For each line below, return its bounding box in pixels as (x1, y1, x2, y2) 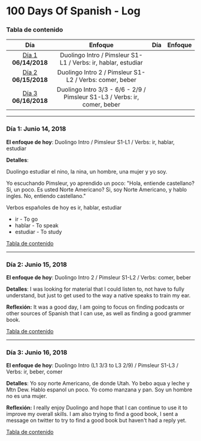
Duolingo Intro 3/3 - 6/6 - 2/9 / (56, 86, 147, 94)
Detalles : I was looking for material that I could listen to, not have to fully (6, 285, 185, 293)
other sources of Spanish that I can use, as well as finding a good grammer (6, 310, 191, 317)
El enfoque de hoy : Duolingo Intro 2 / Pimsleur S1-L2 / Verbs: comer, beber (6, 274, 191, 281)
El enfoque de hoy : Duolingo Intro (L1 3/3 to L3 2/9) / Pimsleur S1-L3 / (6, 362, 178, 369)
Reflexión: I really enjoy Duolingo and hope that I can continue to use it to (6, 404, 188, 411)
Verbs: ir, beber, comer (6, 368, 63, 375)
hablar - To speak (14, 221, 59, 229)
